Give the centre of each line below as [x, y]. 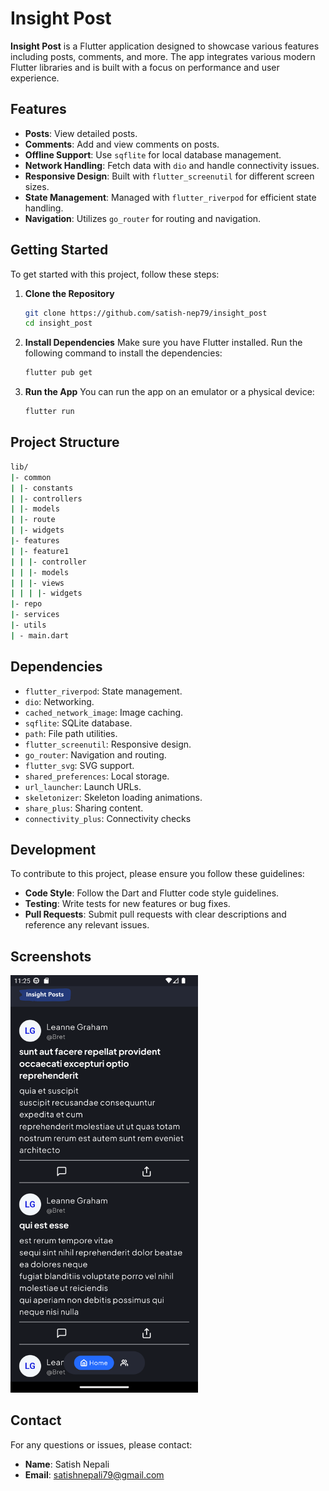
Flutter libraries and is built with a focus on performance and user [145, 67]
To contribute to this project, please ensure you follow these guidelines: [157, 874]
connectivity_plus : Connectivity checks [108, 818]
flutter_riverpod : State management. [103, 691]
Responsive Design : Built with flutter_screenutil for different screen [169, 176]
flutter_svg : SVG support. [79, 765]
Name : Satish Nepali [67, 1464]
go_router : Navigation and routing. [95, 754]
